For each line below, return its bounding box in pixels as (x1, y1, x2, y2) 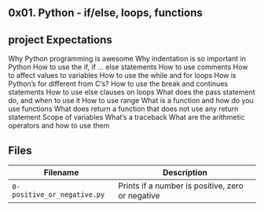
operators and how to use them (8, 121, 110, 131)
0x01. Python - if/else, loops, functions (8, 6, 203, 20)
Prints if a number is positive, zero (117, 180, 244, 191)
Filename (43, 167, 79, 178)
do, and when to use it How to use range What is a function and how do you (8, 96, 254, 105)
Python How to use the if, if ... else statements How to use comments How (8, 62, 248, 72)
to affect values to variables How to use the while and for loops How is (8, 71, 236, 80)
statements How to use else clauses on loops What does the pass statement (8, 87, 255, 97)
